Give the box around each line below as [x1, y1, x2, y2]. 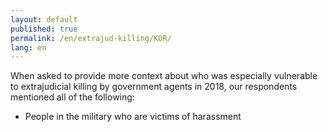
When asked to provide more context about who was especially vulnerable [10, 70, 318, 82]
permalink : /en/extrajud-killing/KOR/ [10, 33, 172, 43]
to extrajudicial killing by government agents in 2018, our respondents [10, 81, 298, 93]
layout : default [10, 14, 78, 25]
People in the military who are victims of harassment [24, 111, 242, 123]
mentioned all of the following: [10, 91, 135, 103]
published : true [10, 24, 78, 34]
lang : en [10, 42, 47, 53]
